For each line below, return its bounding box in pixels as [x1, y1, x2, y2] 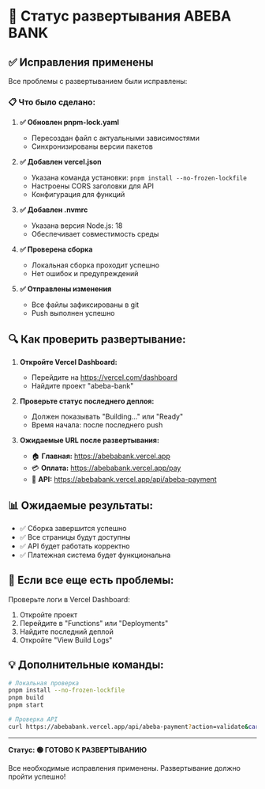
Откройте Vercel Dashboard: [19, 358, 118, 367]
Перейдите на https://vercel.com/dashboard [31, 373, 177, 382]
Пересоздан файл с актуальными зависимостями [31, 134, 200, 143]
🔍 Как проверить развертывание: [8, 332, 186, 346]
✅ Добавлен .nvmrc [19, 205, 88, 214]
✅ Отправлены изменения [19, 284, 112, 294]
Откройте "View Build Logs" [19, 635, 113, 644]
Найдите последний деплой [19, 627, 114, 636]
